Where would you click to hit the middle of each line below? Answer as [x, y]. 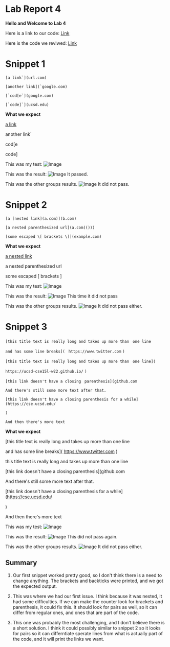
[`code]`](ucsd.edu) [27, 104]
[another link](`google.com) [36, 86]
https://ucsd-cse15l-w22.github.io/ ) [46, 371]
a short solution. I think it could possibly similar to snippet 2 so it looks [87, 628]
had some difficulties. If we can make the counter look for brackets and [88, 601]
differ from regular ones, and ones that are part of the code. [76, 613]
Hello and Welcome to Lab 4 [36, 23]
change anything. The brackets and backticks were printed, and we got [88, 581]
